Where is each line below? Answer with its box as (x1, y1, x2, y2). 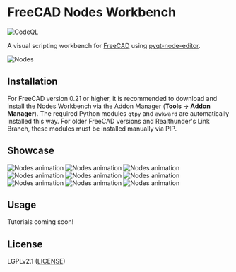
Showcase (7, 145, 55, 157)
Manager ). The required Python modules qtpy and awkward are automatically (7, 109, 230, 117)
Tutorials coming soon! (7, 218, 74, 226)
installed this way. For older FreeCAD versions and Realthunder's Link (7, 117, 211, 125)
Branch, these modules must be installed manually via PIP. (7, 124, 177, 133)
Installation (7, 76, 58, 88)
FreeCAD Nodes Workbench (7, 4, 177, 20)
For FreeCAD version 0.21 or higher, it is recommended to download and (7, 94, 218, 102)
